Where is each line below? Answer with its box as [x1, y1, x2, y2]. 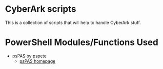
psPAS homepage [19, 58, 56, 64]
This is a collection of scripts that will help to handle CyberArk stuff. [5, 20, 141, 25]
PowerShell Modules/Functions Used [5, 37, 159, 48]
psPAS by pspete [12, 53, 47, 59]
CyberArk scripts [5, 3, 77, 15]
